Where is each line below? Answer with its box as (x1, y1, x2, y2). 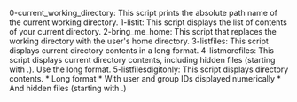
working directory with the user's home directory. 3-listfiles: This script (9, 35, 269, 46)
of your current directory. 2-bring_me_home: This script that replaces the (9, 27, 277, 36)
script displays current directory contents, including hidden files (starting (9, 55, 276, 65)
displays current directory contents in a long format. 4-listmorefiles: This (9, 45, 275, 56)
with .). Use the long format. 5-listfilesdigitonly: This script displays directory (9, 64, 289, 75)
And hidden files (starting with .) (9, 83, 127, 93)
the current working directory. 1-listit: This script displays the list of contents (9, 17, 288, 27)
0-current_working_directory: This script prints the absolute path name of (9, 8, 277, 18)
